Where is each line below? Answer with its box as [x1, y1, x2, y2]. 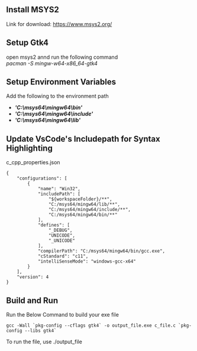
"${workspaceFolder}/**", [48, 196, 112, 202]
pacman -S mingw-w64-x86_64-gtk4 [6, 59, 98, 67]
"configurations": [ [17, 175, 67, 181]
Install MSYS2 [6, 5, 59, 15]
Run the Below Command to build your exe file [6, 311, 120, 318]
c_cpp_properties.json [6, 159, 60, 166]
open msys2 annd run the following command [6, 53, 118, 60]
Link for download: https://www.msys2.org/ [6, 20, 112, 27]
